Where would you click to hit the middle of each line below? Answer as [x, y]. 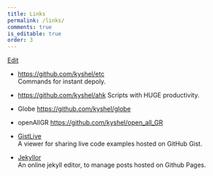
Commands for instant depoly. [62, 81]
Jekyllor [29, 158]
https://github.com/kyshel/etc [61, 74]
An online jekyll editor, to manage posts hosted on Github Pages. [112, 165]
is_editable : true [34, 34]
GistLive [29, 136]
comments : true [30, 27]
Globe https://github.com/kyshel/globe [74, 109]
